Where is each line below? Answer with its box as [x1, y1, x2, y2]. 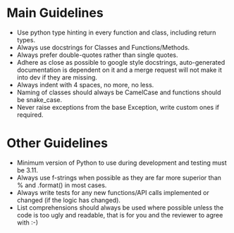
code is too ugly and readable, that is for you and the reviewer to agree [16, 210, 223, 219]
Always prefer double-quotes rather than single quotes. [16, 51, 178, 59]
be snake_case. [16, 95, 63, 103]
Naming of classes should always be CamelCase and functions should [16, 88, 221, 96]
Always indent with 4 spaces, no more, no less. [16, 80, 154, 89]
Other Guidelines [6, 135, 109, 151]
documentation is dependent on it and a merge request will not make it [16, 65, 223, 74]
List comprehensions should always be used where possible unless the [16, 203, 223, 212]
